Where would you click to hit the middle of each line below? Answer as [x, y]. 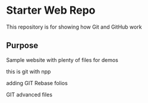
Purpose [22, 46]
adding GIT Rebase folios [37, 83]
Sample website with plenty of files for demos [62, 60]
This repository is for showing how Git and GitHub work [74, 27]
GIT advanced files [29, 94]
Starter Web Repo [51, 10]
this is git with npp [29, 71]
